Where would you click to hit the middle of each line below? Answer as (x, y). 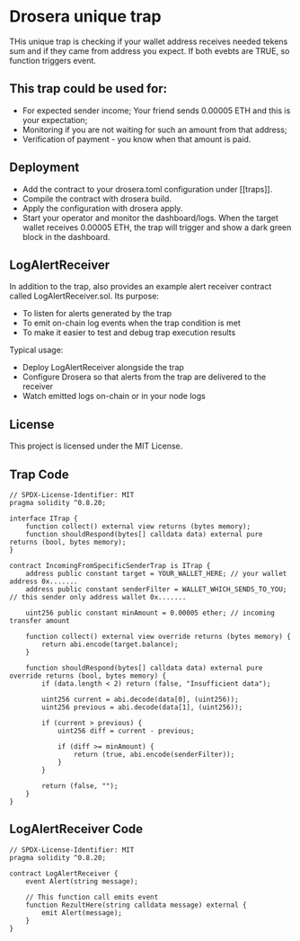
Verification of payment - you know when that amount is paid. (137, 139)
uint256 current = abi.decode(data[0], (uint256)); (141, 699)
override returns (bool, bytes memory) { (88, 676)
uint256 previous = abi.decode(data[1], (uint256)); (142, 707)
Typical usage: (36, 350)
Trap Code (39, 474)
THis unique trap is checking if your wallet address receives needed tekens (149, 41)
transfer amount (40, 621)
